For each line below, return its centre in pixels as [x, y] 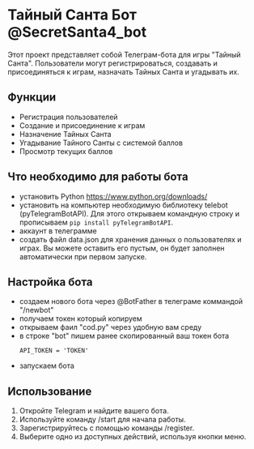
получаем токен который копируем [80, 319]
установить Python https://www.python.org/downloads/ [113, 196]
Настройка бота [50, 282]
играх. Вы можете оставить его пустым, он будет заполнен [122, 248]
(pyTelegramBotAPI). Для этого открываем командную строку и [129, 213]
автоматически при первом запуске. [83, 256]
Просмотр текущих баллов [66, 151]
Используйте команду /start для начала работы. [103, 420]
